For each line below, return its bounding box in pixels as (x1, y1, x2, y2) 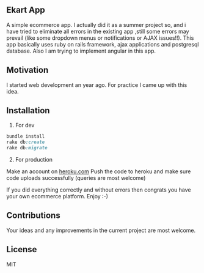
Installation (6, 105, 50, 116)
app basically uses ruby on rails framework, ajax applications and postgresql (6, 40, 199, 48)
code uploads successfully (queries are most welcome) (6, 174, 146, 182)
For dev (15, 122, 35, 129)
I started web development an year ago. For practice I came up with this (6, 81, 188, 88)
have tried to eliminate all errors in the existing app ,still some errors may (6, 28, 189, 35)
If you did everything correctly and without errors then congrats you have (6, 186, 191, 193)
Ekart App (6, 5, 45, 15)
